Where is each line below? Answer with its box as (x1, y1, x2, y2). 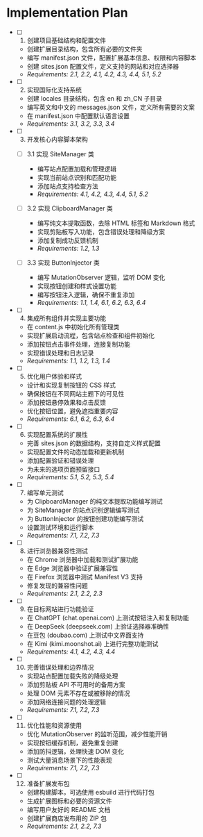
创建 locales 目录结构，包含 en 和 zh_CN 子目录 (26, 94, 162, 102)
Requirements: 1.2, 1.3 (37, 245, 100, 253)
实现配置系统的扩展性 (26, 431, 88, 439)
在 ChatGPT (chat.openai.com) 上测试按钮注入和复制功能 (26, 613, 189, 622)
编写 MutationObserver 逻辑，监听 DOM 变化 (37, 273, 166, 282)
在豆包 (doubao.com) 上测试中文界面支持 (26, 631, 144, 640)
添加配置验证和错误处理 (26, 456, 94, 465)
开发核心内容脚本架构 (26, 135, 88, 143)
